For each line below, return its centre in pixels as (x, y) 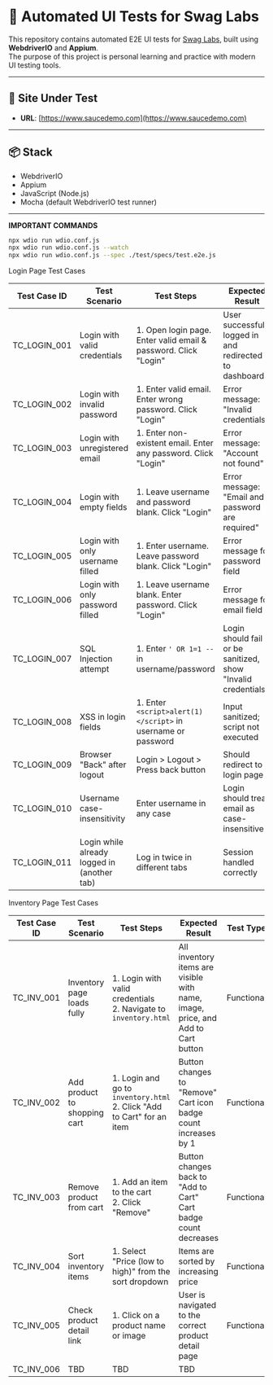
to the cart (132, 1192)
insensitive (243, 829)
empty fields (104, 507)
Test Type (247, 928)
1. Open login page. (174, 331)
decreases (199, 1238)
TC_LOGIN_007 (42, 659)
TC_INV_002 (37, 1102)
